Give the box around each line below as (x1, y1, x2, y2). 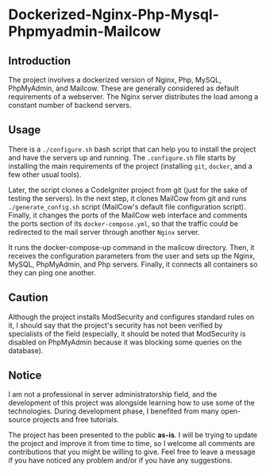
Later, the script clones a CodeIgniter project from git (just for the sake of (8, 185, 248, 194)
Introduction (8, 54, 71, 67)
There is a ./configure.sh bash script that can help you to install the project (8, 144, 256, 154)
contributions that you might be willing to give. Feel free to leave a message (8, 447, 256, 457)
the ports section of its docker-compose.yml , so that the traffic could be (8, 218, 238, 228)
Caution (8, 291, 49, 305)
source (8, 415, 32, 425)
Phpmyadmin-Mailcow (8, 22, 161, 40)
